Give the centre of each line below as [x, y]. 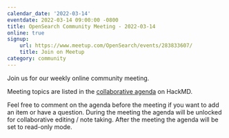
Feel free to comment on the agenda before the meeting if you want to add [113, 105]
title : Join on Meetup [52, 52]
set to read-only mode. [40, 127]
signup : [18, 39]
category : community [37, 59]
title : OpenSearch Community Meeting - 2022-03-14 [81, 26]
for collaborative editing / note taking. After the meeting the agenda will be [113, 119]
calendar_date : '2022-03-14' [49, 13]
